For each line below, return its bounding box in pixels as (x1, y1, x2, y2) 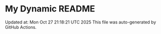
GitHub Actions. (5, 24, 37, 30)
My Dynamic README (5, 3, 96, 14)
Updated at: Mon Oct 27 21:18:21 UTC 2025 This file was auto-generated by (5, 19, 156, 25)
